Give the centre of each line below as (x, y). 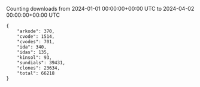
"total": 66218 (36, 73)
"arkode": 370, (36, 31)
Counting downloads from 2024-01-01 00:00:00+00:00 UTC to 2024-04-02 (100, 9)
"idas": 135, (33, 52)
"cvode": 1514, (36, 37)
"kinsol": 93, (34, 58)
